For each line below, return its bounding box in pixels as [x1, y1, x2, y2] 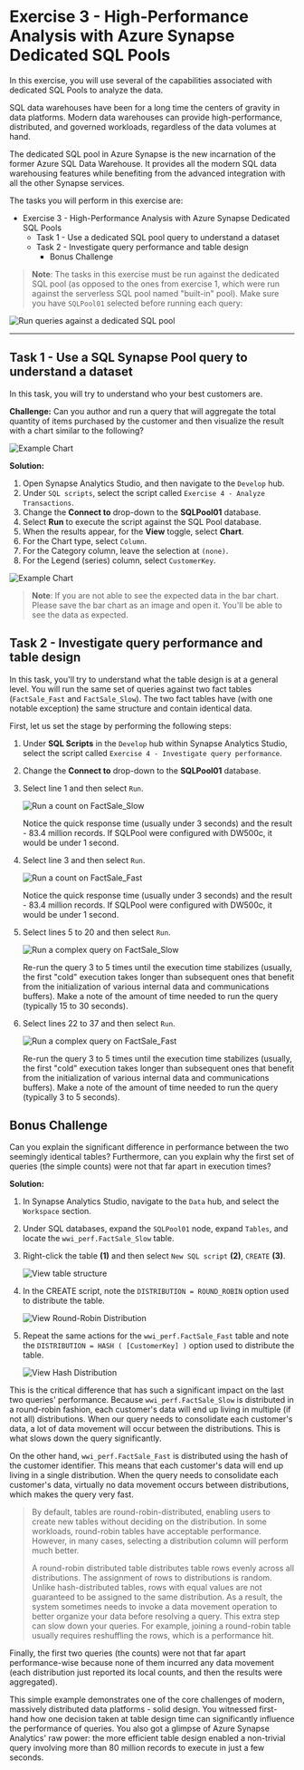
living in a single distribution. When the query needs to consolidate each [9, 1470, 279, 1481]
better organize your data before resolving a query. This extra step [31, 1611, 280, 1622]
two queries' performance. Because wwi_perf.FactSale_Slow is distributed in [9, 1395, 294, 1405]
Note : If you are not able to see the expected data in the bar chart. [31, 589, 279, 600]
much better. [31, 1545, 80, 1556]
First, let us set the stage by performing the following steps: [9, 720, 233, 731]
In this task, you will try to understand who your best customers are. [9, 388, 263, 399]
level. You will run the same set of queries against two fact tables [9, 683, 252, 695]
